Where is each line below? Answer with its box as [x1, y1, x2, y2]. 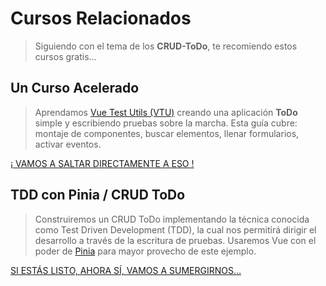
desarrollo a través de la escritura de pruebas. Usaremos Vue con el [34, 234, 317, 246]
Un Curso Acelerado [10, 80, 140, 97]
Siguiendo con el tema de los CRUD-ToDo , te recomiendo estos [34, 40, 298, 52]
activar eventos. [34, 138, 102, 150]
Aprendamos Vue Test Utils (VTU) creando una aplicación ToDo [34, 106, 298, 118]
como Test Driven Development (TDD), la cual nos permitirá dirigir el [34, 223, 317, 236]
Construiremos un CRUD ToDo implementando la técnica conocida [34, 213, 310, 225]
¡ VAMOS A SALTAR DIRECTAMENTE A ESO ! [10, 157, 195, 169]
